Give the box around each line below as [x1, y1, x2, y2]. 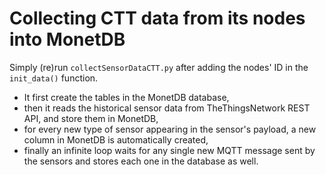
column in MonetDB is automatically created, [23, 133, 209, 146]
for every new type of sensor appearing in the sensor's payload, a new [23, 123, 317, 135]
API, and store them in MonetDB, [23, 112, 159, 124]
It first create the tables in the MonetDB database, [23, 91, 230, 103]
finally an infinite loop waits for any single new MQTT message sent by [23, 144, 316, 156]
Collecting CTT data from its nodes [9, 7, 306, 30]
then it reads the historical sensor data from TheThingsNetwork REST [23, 102, 311, 114]
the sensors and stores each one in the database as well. [23, 155, 259, 167]
